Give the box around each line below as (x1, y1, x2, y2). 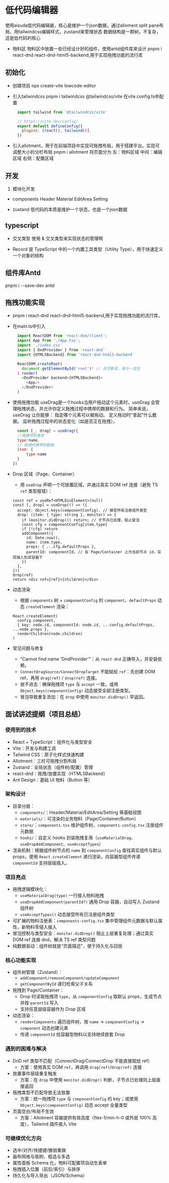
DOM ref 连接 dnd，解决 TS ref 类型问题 (12, 936, 96, 943)
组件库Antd (5, 269, 41, 277)
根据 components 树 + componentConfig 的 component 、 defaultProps (20, 597, 156, 603)
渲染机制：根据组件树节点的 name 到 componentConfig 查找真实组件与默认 (12, 847, 162, 853)
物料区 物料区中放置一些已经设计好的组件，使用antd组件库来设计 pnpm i (12, 45, 162, 52)
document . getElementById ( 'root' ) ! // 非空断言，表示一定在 (22, 366, 141, 371)
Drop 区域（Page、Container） (12, 471, 77, 477)
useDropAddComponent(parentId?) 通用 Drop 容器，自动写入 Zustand (20, 899, 160, 905)
